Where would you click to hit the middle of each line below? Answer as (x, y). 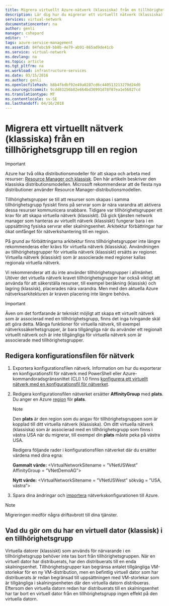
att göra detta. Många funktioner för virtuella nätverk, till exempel (73, 324)
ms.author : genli (23, 80)
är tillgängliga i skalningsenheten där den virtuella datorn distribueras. (77, 583)
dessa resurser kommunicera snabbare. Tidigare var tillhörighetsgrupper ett (84, 210)
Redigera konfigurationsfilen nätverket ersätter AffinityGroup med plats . (88, 394)
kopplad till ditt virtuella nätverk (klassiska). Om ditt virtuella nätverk (83, 424)
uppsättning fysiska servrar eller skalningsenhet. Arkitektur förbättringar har (84, 226)
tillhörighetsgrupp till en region (71, 150)
